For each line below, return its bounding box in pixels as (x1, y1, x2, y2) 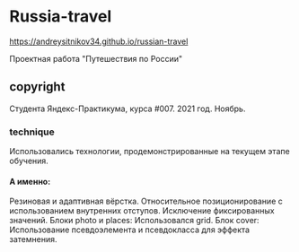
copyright (9, 79, 66, 95)
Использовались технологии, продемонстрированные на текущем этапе (9, 146, 290, 157)
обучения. (9, 155, 49, 167)
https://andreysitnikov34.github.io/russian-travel (9, 36, 189, 47)
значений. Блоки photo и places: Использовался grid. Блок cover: (9, 215, 259, 226)
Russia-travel (9, 6, 112, 27)
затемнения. (9, 234, 57, 245)
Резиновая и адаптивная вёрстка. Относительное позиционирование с (9, 196, 283, 207)
